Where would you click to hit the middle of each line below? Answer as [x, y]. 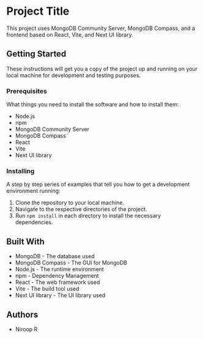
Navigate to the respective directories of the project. [81, 209]
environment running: [33, 191]
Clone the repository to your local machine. [69, 203]
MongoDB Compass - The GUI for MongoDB [71, 263]
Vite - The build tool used [47, 289]
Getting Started [36, 54]
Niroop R [26, 329]
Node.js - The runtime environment [59, 269]
